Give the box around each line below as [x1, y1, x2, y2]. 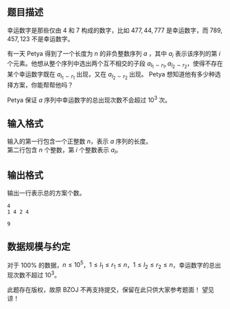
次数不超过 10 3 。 [12, 270, 60, 279]
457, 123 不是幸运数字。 [7, 34, 74, 43]
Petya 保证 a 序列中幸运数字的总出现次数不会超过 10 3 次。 [7, 94, 172, 104]
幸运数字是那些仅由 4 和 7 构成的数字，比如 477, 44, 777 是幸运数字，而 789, [7, 26, 223, 34]
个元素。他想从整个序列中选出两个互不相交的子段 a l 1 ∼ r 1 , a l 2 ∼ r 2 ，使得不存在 [7, 59, 223, 70]
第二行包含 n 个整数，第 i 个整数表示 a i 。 [7, 146, 122, 156]
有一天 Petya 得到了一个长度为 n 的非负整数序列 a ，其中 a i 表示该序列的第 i [7, 49, 221, 59]
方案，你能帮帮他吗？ [12, 81, 73, 89]
